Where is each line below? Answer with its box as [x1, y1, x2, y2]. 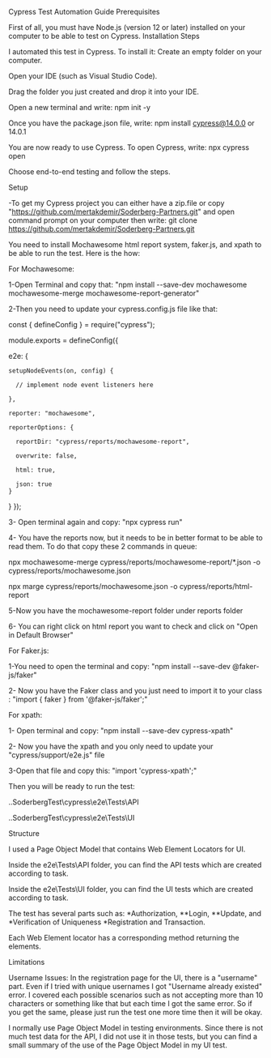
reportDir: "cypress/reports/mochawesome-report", [15, 437, 190, 446]
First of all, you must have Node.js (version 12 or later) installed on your [8, 23, 246, 32]
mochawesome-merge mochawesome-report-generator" [8, 288, 200, 298]
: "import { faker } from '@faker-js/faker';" [8, 694, 148, 704]
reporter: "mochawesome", [8, 409, 95, 417]
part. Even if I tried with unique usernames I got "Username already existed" [8, 982, 263, 991]
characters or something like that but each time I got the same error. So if [8, 999, 252, 1008]
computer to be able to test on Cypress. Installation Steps [8, 32, 200, 41]
